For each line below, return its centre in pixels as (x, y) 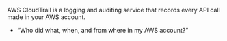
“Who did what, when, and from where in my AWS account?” (103, 30)
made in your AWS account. (46, 17)
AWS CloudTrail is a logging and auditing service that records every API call (113, 10)
